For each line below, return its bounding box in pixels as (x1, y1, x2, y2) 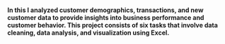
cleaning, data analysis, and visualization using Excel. (7, 28, 170, 37)
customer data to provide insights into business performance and (7, 13, 204, 21)
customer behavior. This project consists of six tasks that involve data (7, 21, 218, 29)
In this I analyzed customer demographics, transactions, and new (7, 6, 204, 14)
